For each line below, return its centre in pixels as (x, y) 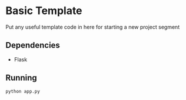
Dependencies (33, 45)
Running (21, 78)
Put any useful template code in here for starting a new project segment (93, 27)
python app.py (23, 91)
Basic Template (44, 11)
